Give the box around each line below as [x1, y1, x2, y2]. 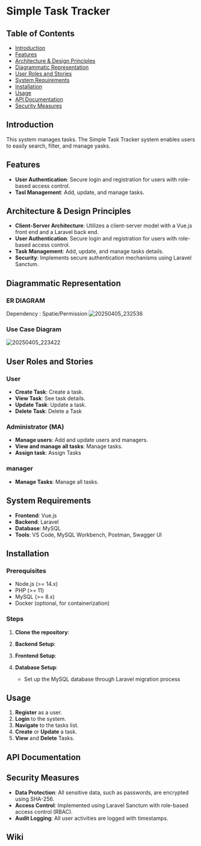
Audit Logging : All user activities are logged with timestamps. [14, 815, 169, 822]
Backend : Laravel [14, 518, 59, 525]
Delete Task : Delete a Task [14, 408, 82, 415]
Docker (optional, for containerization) [14, 600, 110, 607]
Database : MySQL [14, 524, 61, 532]
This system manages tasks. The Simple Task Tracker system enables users [6, 135, 196, 143]
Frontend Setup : [14, 652, 57, 659]
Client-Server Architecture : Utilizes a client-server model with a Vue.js [14, 222, 193, 229]
